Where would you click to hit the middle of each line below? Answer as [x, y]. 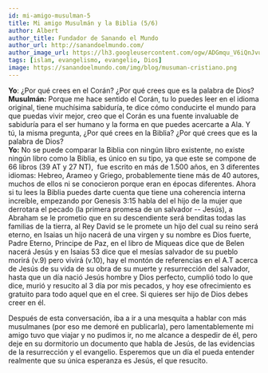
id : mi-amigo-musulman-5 [49, 16]
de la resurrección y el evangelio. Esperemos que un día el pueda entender [132, 351]
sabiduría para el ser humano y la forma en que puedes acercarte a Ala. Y [130, 124]
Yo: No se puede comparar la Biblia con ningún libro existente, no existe [126, 149]
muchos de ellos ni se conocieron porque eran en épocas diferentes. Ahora [132, 184]
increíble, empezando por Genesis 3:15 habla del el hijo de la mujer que [126, 200]
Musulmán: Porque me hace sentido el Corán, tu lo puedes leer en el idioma [134, 99]
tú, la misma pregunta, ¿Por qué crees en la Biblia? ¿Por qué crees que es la [133, 133]
